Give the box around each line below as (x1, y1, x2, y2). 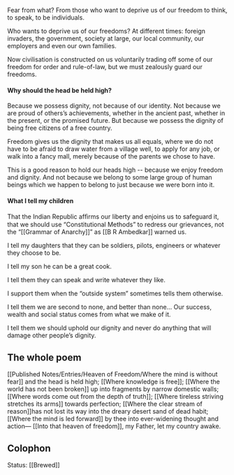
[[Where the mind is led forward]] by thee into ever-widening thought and (7, 415, 219, 423)
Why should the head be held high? (7, 86, 112, 94)
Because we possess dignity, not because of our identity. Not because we (7, 101, 221, 110)
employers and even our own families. (7, 42, 117, 50)
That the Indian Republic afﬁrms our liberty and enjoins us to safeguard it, (7, 212, 219, 221)
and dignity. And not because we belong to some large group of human (7, 173, 212, 182)
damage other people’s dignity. (7, 331, 96, 339)
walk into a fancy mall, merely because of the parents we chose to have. (7, 152, 215, 161)
